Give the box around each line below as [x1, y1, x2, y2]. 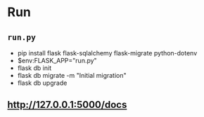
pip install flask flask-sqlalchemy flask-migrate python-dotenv [17, 49, 198, 57]
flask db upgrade [17, 78, 68, 87]
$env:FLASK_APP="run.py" [17, 57, 97, 64]
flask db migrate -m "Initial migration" [17, 71, 127, 79]
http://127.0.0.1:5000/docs [7, 99, 127, 111]
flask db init [17, 64, 51, 72]
